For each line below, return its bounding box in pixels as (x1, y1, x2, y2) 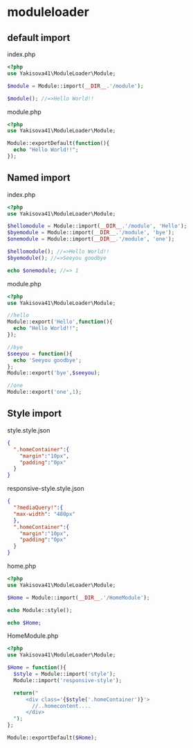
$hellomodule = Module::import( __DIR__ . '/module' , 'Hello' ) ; (7, 223, 187, 229)
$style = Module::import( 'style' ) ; (13, 670, 116, 677)
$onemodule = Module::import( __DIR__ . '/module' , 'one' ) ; (7, 236, 175, 243)
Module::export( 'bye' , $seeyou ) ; (7, 369, 100, 376)
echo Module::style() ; (7, 607, 73, 614)
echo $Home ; (7, 619, 42, 626)
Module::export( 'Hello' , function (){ (7, 318, 113, 326)
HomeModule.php (7, 632, 59, 640)
